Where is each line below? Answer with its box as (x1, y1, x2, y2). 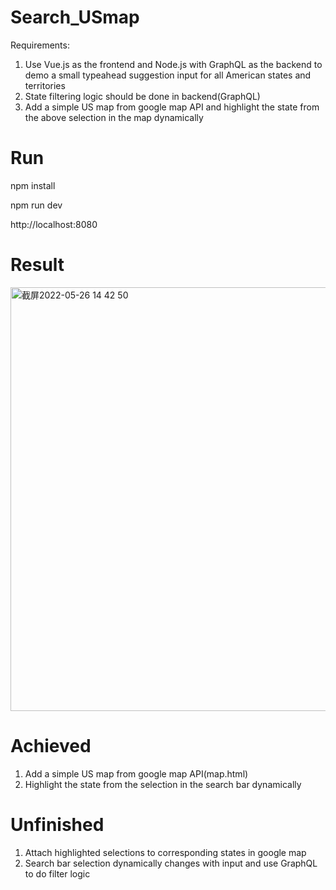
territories (24, 79, 66, 91)
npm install (10, 179, 56, 191)
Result (10, 254, 65, 276)
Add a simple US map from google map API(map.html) (24, 767, 249, 780)
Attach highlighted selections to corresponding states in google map (24, 846, 307, 858)
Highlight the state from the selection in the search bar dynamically (24, 778, 302, 790)
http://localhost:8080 (10, 218, 98, 230)
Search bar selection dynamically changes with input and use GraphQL (24, 857, 318, 869)
